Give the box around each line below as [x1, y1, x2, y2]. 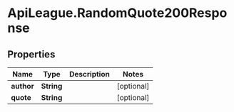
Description [68, 69, 111, 79]
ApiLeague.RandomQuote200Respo [7, 5, 228, 21]
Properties [7, 48, 56, 60]
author [11, 82, 34, 91]
